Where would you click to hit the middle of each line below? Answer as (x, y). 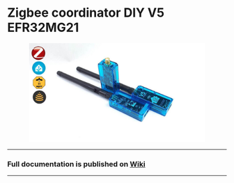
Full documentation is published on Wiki (76, 164)
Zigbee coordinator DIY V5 (86, 13)
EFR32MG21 (43, 27)
